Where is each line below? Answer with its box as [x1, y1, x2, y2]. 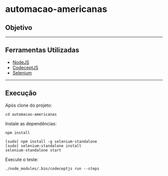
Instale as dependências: [5, 121, 57, 127]
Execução [5, 89, 37, 98]
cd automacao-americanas [5, 112, 57, 117]
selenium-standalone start [5, 148, 61, 153]
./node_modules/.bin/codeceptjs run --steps [5, 166, 99, 171]
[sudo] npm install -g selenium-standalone [5, 139, 97, 144]
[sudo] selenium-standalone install [5, 143, 81, 148]
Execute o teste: [5, 156, 38, 163]
